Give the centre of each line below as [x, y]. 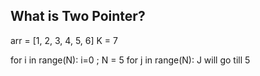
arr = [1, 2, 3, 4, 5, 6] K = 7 [64, 40]
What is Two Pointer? [78, 16]
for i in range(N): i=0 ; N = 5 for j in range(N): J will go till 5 [130, 60]
